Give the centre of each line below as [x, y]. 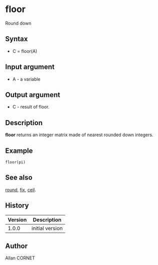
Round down [18, 23]
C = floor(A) [25, 51]
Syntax [17, 39]
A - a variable [27, 79]
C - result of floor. [31, 107]
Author [16, 246]
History [17, 205]
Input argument [30, 67]
